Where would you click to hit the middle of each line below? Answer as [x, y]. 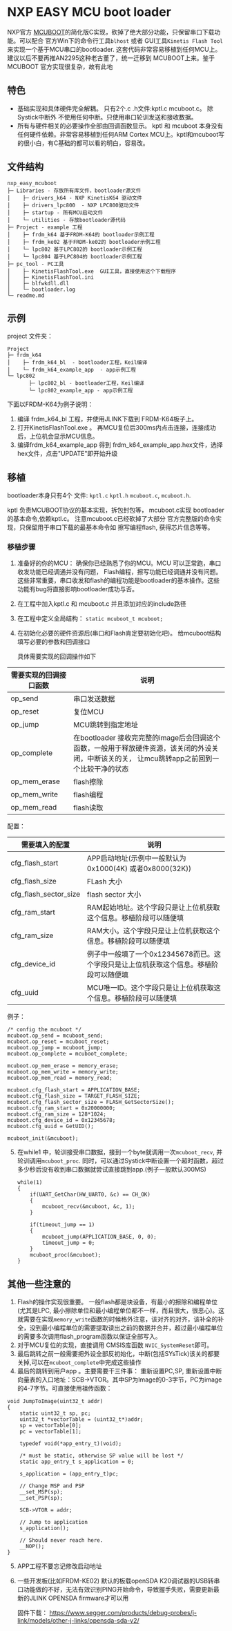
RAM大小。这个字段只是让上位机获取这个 [153, 931]
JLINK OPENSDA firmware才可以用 [79, 1598]
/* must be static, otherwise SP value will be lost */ [102, 1456]
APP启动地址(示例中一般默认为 [136, 859]
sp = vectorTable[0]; [50, 1426]
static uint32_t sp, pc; [55, 1413]
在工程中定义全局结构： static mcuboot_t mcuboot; [90, 618]
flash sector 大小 [114, 895]
